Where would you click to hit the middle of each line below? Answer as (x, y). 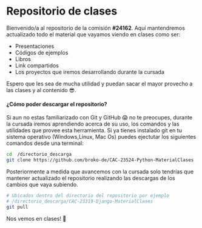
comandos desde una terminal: (45, 143)
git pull (17, 207)
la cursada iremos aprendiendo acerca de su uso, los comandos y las (93, 124)
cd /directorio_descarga (39, 155)
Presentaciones (35, 46)
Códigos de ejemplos (42, 52)
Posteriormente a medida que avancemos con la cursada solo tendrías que (100, 172)
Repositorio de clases (62, 11)
